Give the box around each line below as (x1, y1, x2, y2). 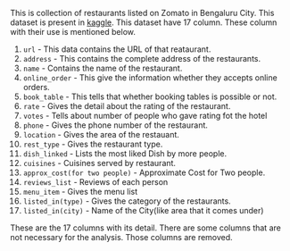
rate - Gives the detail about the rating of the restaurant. (22, 101, 231, 111)
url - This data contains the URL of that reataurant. (22, 44, 211, 54)
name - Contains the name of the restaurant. (22, 63, 183, 73)
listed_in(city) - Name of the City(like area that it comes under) (22, 205, 264, 215)
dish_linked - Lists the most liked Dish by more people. (22, 148, 227, 159)
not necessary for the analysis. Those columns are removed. (10, 232, 233, 242)
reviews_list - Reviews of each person (22, 177, 169, 187)
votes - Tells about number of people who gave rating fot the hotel (22, 111, 268, 121)
